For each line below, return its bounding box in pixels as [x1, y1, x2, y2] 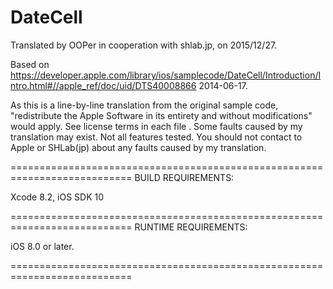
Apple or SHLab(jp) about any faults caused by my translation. [10, 141, 267, 153]
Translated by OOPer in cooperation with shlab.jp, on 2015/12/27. [10, 39, 278, 51]
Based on [10, 58, 50, 70]
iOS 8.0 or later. [10, 240, 75, 252]
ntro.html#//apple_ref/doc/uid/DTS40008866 [10, 79, 197, 91]
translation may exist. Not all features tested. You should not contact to [10, 131, 303, 143]
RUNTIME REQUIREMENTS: [134, 221, 248, 233]
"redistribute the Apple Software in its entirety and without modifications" [10, 109, 313, 121]
